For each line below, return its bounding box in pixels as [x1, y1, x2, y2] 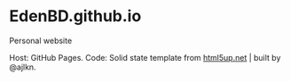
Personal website [9, 35, 73, 46]
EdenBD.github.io [9, 6, 142, 26]
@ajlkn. [9, 62, 37, 72]
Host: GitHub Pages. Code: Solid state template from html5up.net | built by [9, 52, 281, 63]
